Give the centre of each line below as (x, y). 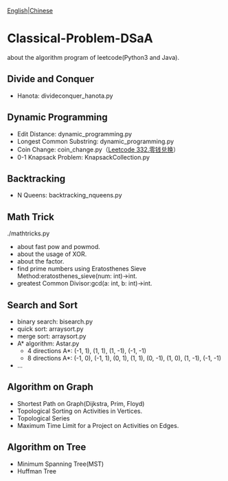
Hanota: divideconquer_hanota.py (65, 96)
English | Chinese (30, 11)
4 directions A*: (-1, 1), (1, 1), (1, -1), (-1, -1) (87, 351)
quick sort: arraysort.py (50, 329)
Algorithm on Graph (50, 387)
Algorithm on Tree (47, 447)
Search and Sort (42, 305)
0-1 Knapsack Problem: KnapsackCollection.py (83, 157)
